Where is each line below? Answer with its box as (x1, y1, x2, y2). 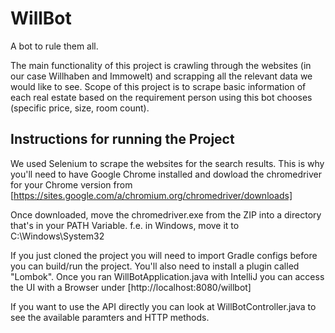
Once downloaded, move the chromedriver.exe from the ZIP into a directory (10, 208, 322, 221)
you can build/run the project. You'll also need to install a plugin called (10, 260, 300, 272)
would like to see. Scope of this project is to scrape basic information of (10, 80, 307, 92)
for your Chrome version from (10, 178, 133, 191)
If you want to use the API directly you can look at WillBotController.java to (10, 300, 317, 312)
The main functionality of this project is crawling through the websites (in (10, 59, 312, 71)
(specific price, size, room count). (10, 102, 150, 114)
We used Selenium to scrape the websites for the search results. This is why (10, 157, 325, 169)
